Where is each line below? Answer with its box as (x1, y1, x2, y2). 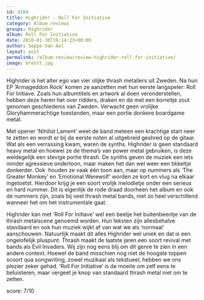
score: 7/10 (6, 287, 35, 295)
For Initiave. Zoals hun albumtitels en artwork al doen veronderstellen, (6, 90, 182, 97)
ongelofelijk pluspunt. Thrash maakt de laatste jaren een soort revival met (6, 236, 191, 244)
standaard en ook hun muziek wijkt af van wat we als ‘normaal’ (6, 223, 164, 230)
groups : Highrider (6, 26, 53, 32)
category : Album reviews (6, 20, 70, 26)
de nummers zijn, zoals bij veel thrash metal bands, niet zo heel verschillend (6, 192, 199, 199)
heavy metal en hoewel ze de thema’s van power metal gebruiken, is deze (6, 147, 192, 154)
